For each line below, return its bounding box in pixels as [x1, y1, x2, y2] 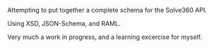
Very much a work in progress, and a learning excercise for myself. [7, 33, 203, 41]
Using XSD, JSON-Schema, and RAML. [7, 19, 121, 27]
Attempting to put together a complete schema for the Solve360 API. [7, 6, 207, 14]
